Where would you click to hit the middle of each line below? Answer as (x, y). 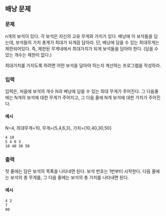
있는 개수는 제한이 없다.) (28, 55)
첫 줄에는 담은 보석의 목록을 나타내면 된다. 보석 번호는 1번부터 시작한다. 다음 (78, 171)
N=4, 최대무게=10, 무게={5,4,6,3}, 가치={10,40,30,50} (58, 128)
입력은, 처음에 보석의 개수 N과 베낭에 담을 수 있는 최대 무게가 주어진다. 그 (75, 91)
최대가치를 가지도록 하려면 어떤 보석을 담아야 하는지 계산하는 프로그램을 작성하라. (83, 65)
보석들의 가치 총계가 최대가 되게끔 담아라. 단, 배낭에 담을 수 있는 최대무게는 (87, 42)
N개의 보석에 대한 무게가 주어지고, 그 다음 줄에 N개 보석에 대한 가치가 (81, 97)
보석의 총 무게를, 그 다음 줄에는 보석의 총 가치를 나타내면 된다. (70, 178)
